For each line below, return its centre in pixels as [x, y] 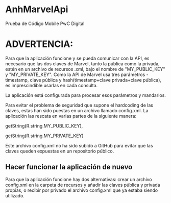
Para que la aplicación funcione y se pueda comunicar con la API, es [77, 58]
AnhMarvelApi [37, 9]
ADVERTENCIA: [39, 44]
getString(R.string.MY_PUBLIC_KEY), [44, 125]
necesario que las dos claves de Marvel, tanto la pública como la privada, [82, 64]
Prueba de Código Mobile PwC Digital [45, 23]
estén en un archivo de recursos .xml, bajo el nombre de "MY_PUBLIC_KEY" [85, 69]
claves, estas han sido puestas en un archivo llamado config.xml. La [77, 110]
